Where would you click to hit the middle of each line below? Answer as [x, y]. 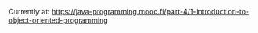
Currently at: [29, 12]
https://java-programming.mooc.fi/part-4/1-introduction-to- [150, 12]
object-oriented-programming [58, 20]
